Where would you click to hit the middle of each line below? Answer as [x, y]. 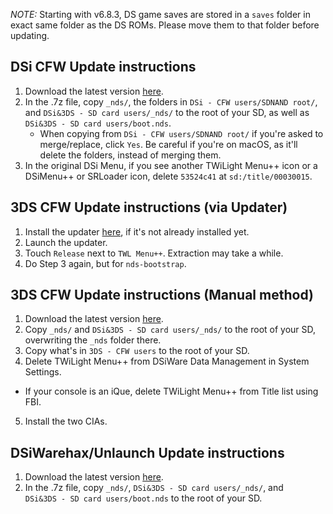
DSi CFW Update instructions [103, 67]
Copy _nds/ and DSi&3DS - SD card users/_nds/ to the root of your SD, [170, 330]
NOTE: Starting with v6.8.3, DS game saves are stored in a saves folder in [160, 14]
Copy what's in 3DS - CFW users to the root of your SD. [137, 351]
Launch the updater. [66, 242]
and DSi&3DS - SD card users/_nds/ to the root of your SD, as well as [167, 112]
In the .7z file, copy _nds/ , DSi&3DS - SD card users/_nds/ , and [154, 488]
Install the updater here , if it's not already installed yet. [137, 231]
